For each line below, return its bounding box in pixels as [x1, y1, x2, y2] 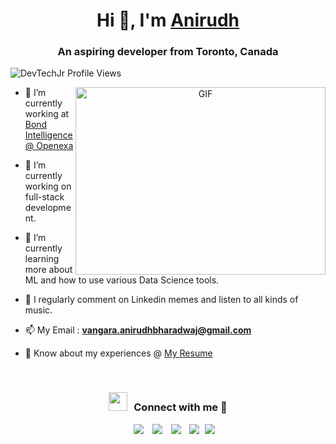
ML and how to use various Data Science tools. [24, 274, 220, 286]
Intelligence [24, 129, 73, 141]
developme [24, 202, 72, 214]
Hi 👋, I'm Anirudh [96, 9, 240, 32]
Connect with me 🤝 [133, 400, 228, 414]
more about [24, 264, 73, 276]
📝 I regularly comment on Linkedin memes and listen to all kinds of [24, 294, 299, 306]
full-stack [24, 191, 65, 203]
